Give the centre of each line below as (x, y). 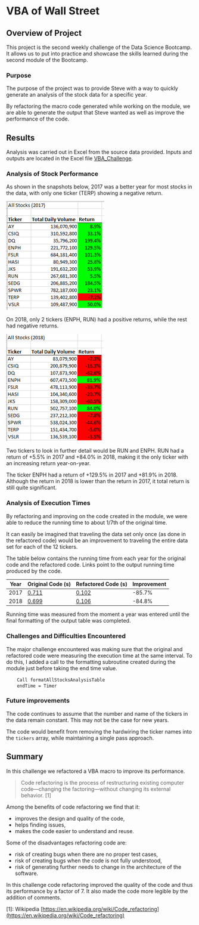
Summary (25, 757)
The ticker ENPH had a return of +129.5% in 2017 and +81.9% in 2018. (92, 475)
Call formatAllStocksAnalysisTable (61, 680)
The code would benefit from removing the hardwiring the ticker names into (99, 731)
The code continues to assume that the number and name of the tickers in (97, 713)
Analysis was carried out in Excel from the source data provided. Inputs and (99, 152)
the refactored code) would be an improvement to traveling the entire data (97, 540)
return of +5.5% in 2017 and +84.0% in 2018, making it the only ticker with (97, 457)
